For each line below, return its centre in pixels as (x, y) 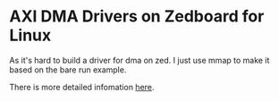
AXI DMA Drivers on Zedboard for (137, 17)
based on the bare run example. (68, 70)
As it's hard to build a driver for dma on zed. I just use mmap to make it (139, 60)
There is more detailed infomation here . (82, 87)
